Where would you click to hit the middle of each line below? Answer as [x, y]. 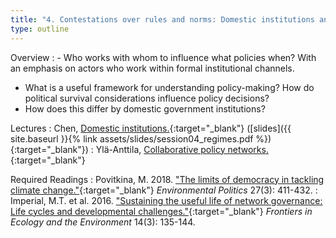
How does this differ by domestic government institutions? [145, 108]
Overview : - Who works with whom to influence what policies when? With [163, 57]
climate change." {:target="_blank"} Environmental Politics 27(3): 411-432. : [164, 190]
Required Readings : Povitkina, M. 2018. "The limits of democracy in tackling [167, 179]
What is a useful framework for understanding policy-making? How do [169, 87]
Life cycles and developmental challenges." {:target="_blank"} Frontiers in [161, 211]
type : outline [40, 29]
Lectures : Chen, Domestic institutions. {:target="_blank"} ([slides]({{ [151, 128]
